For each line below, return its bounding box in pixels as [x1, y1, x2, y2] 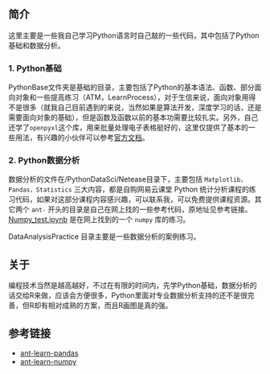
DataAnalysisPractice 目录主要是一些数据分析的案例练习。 [8, 232, 201, 241]
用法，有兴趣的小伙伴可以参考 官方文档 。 [14, 133, 149, 142]
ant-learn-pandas [19, 348, 79, 358]
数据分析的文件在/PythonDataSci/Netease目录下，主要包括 [8, 175, 203, 184]
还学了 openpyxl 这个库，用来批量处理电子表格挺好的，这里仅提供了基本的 [8, 123, 249, 133]
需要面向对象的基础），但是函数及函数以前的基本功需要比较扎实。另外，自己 [8, 113, 259, 122]
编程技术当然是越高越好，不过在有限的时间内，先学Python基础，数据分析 [8, 281, 251, 290]
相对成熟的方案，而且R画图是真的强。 [47, 301, 173, 310]
